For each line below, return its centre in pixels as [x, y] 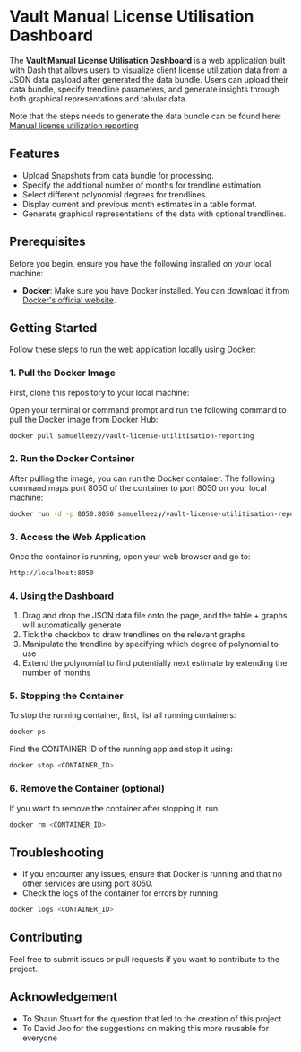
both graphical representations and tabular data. [99, 98]
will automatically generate [72, 625]
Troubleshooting [57, 852]
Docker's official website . [69, 300]
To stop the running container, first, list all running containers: [123, 715]
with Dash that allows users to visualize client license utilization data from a [148, 70]
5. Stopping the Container [66, 696]
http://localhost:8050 [52, 573]
